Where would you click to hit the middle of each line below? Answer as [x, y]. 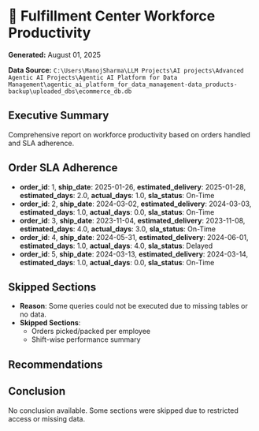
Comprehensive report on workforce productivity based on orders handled [129, 134]
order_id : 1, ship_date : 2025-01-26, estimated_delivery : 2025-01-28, [133, 187]
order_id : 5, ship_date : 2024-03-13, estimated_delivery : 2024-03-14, [134, 254]
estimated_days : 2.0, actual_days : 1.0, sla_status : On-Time [117, 195]
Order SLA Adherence [63, 168]
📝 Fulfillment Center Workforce [112, 16]
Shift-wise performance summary [86, 339]
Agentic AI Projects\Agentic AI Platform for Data [93, 77]
